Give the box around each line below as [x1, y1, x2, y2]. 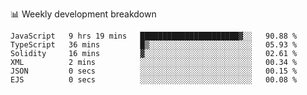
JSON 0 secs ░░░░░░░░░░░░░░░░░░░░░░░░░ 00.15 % [10, 66, 298, 76]
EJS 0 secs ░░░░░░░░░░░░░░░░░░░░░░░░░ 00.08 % [10, 75, 298, 85]
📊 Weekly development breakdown [10, 8, 157, 20]
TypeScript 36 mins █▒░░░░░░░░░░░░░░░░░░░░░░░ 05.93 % [10, 40, 298, 50]
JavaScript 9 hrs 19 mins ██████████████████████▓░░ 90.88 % [10, 31, 298, 41]
